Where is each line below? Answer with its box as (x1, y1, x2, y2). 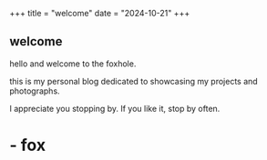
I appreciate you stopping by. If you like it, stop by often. (9, 103, 221, 114)
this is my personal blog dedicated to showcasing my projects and (9, 75, 258, 86)
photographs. (9, 85, 61, 96)
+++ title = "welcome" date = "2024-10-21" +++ (9, 8, 190, 18)
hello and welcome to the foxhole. (9, 58, 137, 69)
